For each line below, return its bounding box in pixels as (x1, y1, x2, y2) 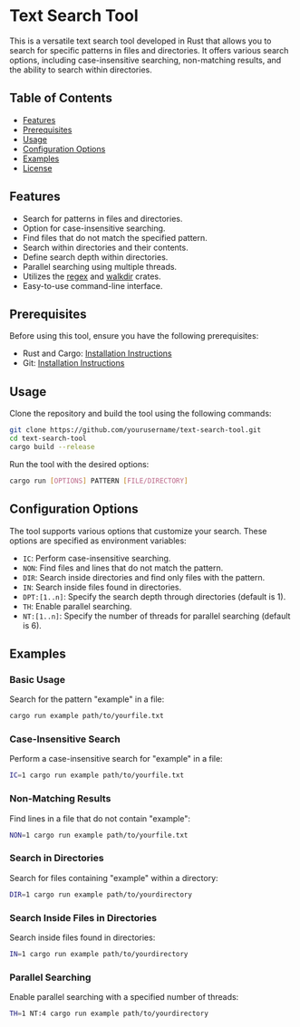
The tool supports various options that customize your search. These (9, 525, 267, 536)
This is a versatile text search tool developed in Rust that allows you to (9, 35, 272, 46)
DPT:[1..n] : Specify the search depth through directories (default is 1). (22, 590, 286, 602)
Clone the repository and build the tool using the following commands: (9, 408, 272, 419)
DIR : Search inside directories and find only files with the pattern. (22, 571, 266, 582)
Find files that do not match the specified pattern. (22, 232, 208, 243)
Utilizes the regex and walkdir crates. (22, 271, 161, 282)
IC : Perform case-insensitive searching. (22, 552, 171, 563)
